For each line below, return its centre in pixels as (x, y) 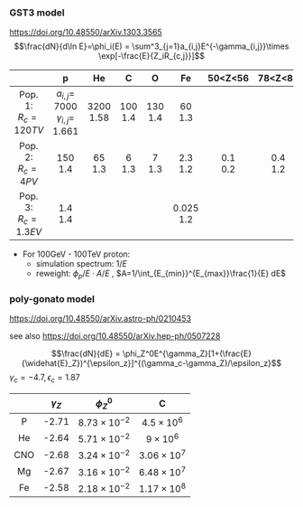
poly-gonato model (52, 298)
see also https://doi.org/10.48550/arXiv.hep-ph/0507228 (115, 336)
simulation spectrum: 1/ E (82, 264)
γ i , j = (65, 118)
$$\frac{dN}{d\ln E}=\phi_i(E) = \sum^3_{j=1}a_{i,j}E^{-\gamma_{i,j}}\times (151, 46)
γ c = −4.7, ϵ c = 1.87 (45, 379)
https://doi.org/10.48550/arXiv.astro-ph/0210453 (101, 319)
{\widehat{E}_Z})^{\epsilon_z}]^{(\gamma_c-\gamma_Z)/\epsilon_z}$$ (151, 363)
